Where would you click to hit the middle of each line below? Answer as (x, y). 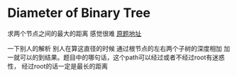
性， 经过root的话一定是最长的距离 (58, 66)
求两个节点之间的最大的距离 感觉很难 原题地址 (75, 33)
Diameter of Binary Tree (79, 13)
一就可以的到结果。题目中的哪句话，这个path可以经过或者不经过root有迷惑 (116, 57)
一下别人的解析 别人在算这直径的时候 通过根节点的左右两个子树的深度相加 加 (119, 48)
